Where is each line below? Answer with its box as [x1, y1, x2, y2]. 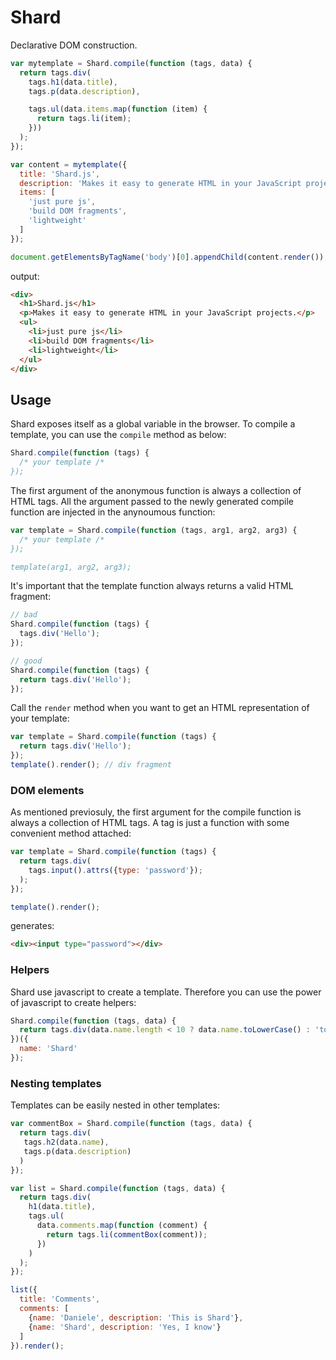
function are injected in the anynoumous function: [10, 506, 216, 518]
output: [10, 270, 40, 282]
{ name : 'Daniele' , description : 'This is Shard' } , [28, 1312, 244, 1323]
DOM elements [10, 783, 85, 797]
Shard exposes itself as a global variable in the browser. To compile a [10, 418, 296, 430]
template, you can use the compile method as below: [10, 429, 227, 441]
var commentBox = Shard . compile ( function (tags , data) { [10, 1119, 253, 1129]
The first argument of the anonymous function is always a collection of [10, 484, 302, 496]
